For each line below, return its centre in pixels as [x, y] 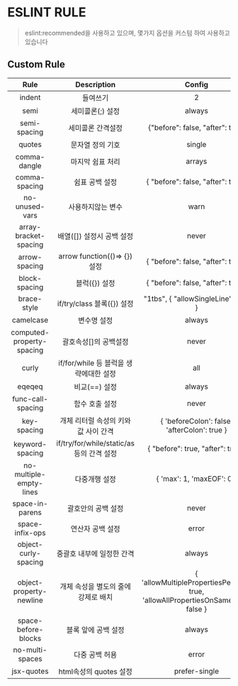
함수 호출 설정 [96, 404]
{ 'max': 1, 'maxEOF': [191, 478]
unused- [30, 206]
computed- [30, 332]
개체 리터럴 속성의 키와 [95, 421]
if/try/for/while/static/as [95, 443]
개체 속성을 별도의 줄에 [95, 586]
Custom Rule [36, 65]
